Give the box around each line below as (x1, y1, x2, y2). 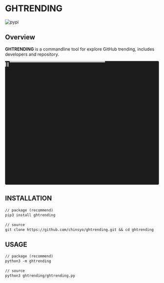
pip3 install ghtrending (5, 212, 56, 217)
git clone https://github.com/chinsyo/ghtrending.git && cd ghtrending (5, 227, 154, 232)
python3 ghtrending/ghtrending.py (5, 273, 76, 278)
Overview (5, 33, 36, 41)
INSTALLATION (5, 194, 52, 203)
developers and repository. (5, 51, 60, 57)
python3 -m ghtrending (5, 259, 51, 264)
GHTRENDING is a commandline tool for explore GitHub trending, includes (5, 46, 155, 52)
